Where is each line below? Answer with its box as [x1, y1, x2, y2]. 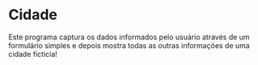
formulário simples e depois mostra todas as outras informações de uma [8, 40, 251, 50]
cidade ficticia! [8, 49, 58, 59]
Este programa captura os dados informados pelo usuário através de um [8, 32, 250, 42]
